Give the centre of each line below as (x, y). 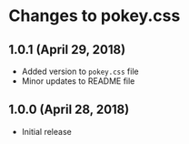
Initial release (46, 131)
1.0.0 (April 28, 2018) (69, 110)
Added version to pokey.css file (80, 71)
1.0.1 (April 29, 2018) (67, 50)
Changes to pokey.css (94, 16)
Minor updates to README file (78, 81)
